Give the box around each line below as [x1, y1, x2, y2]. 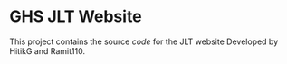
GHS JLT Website [9, 6, 142, 27]
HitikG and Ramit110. [9, 45, 86, 56]
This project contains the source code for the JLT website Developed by [9, 36, 279, 47]
